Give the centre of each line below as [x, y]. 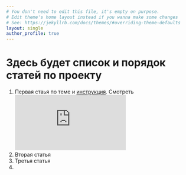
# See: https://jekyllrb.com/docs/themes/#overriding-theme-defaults [94, 22]
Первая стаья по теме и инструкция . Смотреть [74, 92]
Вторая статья [33, 155]
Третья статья [32, 161]
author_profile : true [33, 34]
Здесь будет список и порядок [86, 63]
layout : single [25, 28]
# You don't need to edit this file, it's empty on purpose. [83, 12]
